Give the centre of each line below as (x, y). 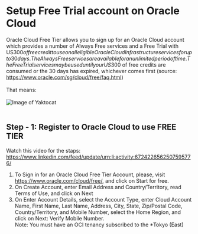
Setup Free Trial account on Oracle (93, 11)
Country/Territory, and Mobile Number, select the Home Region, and (98, 212)
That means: (21, 90)
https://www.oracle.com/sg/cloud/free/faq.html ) (65, 77)
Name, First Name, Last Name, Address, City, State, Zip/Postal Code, (98, 206)
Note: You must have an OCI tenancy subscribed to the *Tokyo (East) (99, 225)
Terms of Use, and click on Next (54, 193)
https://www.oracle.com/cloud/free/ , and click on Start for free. (92, 180)
